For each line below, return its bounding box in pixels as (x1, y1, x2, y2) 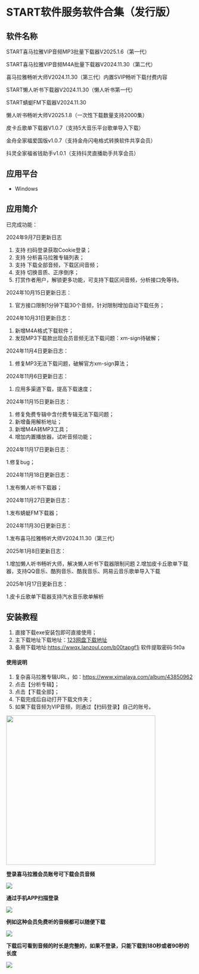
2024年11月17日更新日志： (6, 446, 70, 453)
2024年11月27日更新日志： (6, 497, 71, 504)
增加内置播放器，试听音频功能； (14, 433, 94, 440)
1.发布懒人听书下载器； (6, 483, 63, 491)
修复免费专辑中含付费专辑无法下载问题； (14, 411, 114, 418)
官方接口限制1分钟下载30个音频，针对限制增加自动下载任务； (14, 301, 165, 308)
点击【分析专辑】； (14, 681, 60, 688)
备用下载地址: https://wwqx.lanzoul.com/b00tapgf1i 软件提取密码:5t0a (14, 644, 185, 651)
